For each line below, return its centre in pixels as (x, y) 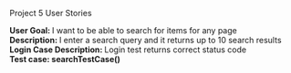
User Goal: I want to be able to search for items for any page (123, 30)
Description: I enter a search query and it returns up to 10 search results (145, 40)
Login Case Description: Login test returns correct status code (128, 50)
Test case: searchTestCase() (65, 59)
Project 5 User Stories (51, 13)
